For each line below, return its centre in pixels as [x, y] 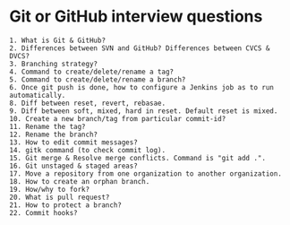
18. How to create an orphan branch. [80, 181]
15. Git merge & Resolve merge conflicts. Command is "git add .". [138, 158]
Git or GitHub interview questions [136, 17]
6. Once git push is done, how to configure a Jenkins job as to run [142, 87]
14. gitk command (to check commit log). [88, 150]
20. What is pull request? [60, 197]
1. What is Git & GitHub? [57, 40]
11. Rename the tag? [48, 126]
